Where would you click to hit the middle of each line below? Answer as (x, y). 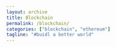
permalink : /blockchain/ (38, 23)
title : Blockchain (30, 18)
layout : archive (27, 12)
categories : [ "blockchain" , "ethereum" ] (59, 29)
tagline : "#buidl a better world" (50, 35)
